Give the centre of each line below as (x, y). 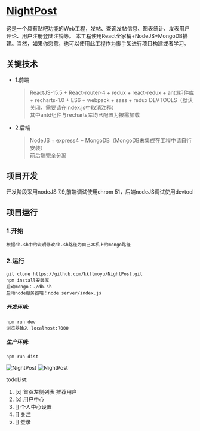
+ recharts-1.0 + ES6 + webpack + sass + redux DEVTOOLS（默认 (111, 100)
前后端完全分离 (48, 155)
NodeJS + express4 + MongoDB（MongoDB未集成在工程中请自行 (111, 140)
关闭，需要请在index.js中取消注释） (73, 107)
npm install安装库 (28, 280)
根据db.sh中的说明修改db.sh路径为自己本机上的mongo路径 (69, 245)
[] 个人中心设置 (33, 407)
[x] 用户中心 (30, 399)
